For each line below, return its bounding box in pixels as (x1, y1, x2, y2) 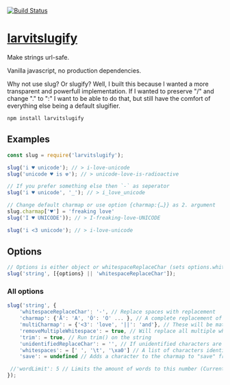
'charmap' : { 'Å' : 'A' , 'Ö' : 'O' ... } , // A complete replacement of (19, 315, 222, 322)
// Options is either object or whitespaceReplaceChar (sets (7, 264, 186, 271)
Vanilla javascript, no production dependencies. (7, 66, 142, 75)
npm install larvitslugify (7, 115, 84, 121)
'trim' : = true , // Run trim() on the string (19, 334, 152, 341)
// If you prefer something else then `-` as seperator (7, 183, 170, 190)
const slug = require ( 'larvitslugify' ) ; (7, 152, 125, 159)
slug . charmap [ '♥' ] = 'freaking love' (7, 208, 115, 215)
